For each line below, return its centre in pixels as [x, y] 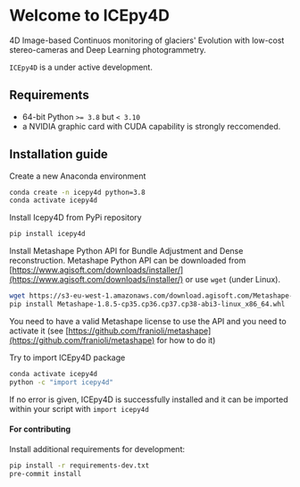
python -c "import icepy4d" [62, 382]
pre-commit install [46, 474]
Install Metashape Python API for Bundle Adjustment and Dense [126, 251]
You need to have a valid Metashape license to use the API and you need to [148, 321]
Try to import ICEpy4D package [67, 357]
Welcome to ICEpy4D [89, 16]
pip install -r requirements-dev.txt [79, 466]
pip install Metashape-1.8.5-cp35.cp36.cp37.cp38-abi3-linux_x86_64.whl [147, 305]
